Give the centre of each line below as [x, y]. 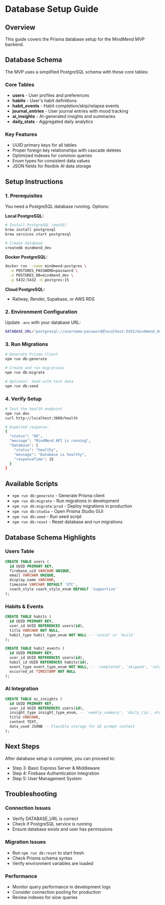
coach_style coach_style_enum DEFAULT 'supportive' [64, 589]
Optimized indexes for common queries [52, 156]
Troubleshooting [31, 794]
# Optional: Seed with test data [39, 381]
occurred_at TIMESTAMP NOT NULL [43, 671]
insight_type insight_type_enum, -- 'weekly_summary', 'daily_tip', [81, 713]
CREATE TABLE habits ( [28, 617]
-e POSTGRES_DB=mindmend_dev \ [41, 275]
